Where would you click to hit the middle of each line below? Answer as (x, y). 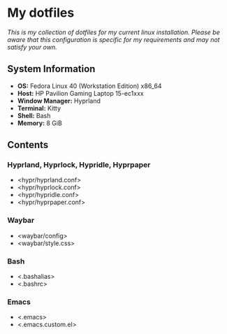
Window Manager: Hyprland (59, 101)
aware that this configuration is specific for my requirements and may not (113, 39)
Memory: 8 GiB (40, 123)
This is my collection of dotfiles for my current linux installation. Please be (113, 32)
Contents (28, 145)
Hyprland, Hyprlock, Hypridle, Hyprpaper (79, 165)
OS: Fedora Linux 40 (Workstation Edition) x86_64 (89, 86)
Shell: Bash (34, 115)
